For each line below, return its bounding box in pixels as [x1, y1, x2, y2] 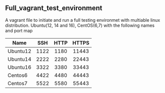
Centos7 [7, 80, 28, 87]
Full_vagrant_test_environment [5, 4, 103, 12]
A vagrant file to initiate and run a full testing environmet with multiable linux [5, 17, 160, 23]
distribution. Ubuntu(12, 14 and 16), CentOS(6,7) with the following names [5, 22, 155, 28]
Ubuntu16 [7, 64, 32, 71]
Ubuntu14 [7, 55, 32, 62]
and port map [5, 27, 33, 34]
